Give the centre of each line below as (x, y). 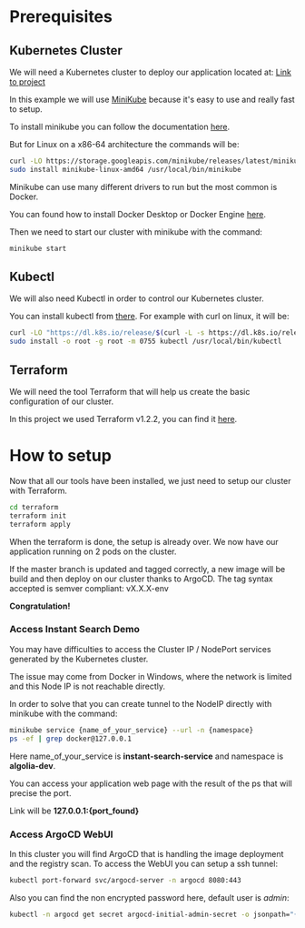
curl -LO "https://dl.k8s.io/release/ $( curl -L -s (107, 333)
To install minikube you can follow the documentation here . (120, 126)
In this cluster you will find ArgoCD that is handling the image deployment (147, 853)
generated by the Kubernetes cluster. (79, 659)
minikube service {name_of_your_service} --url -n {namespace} (132, 730)
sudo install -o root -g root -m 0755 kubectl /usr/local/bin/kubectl (146, 342)
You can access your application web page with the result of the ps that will (151, 783)
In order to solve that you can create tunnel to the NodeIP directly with (141, 703)
